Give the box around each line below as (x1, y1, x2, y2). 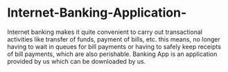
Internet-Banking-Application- (7, 5, 187, 21)
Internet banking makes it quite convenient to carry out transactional (7, 28, 203, 36)
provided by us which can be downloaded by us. (7, 57, 146, 65)
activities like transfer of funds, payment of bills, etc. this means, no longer (7, 35, 220, 43)
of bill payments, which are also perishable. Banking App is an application (7, 50, 218, 58)
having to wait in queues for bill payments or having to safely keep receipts (7, 42, 222, 51)
